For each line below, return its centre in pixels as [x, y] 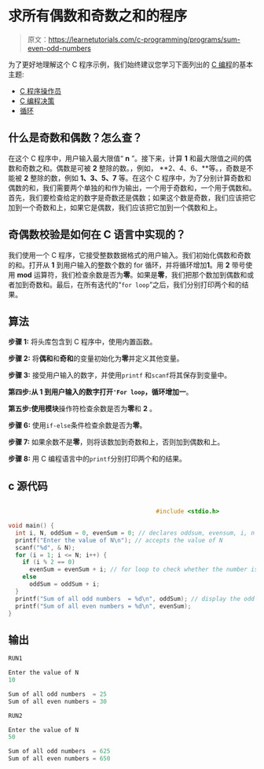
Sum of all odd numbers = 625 [59, 752]
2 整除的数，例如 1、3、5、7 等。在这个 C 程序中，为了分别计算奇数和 [137, 178]
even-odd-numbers [59, 48]
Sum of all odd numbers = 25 [58, 694]
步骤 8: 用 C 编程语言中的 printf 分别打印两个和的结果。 [97, 459]
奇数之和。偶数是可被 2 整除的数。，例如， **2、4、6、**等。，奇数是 [134, 168]
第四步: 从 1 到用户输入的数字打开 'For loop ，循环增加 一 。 [101, 392]
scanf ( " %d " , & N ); [46, 547]
